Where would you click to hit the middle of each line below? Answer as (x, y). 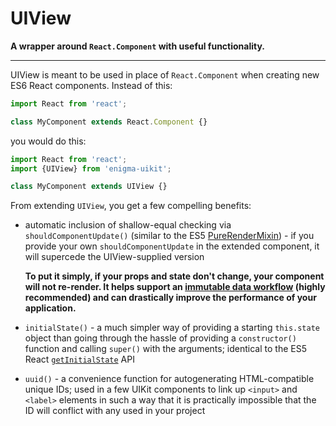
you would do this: (48, 141)
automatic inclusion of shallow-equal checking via (128, 225)
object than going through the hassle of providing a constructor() (160, 338)
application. (50, 308)
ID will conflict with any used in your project (115, 411)
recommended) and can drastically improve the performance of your (170, 298)
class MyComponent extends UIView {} (89, 187)
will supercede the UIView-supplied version (114, 257)
